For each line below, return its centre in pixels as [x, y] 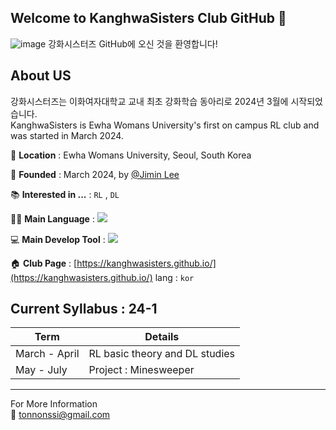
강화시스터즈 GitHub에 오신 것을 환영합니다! [133, 43]
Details [162, 337]
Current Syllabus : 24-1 [84, 309]
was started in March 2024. [67, 135]
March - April [47, 354]
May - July [41, 370]
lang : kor [174, 277]
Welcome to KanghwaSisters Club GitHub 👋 [148, 18]
